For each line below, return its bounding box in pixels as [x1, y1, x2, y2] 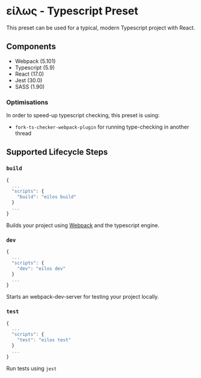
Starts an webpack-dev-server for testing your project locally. [6, 293, 159, 300]
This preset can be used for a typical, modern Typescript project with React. [6, 24, 196, 31]
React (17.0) [14, 70, 44, 78]
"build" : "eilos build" [17, 194, 77, 200]
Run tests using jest [6, 365, 57, 372]
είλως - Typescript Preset [6, 4, 138, 18]
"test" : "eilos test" [17, 337, 71, 343]
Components [6, 41, 56, 52]
